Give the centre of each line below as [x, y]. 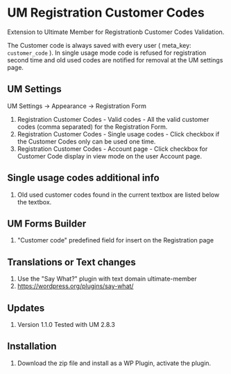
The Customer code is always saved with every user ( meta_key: [100, 45]
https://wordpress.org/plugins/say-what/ [75, 286]
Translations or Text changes [72, 262]
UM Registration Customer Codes [106, 13]
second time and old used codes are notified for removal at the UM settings [115, 60]
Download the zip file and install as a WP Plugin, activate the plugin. [114, 363]
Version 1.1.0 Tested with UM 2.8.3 [66, 324]
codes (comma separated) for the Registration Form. [92, 127]
